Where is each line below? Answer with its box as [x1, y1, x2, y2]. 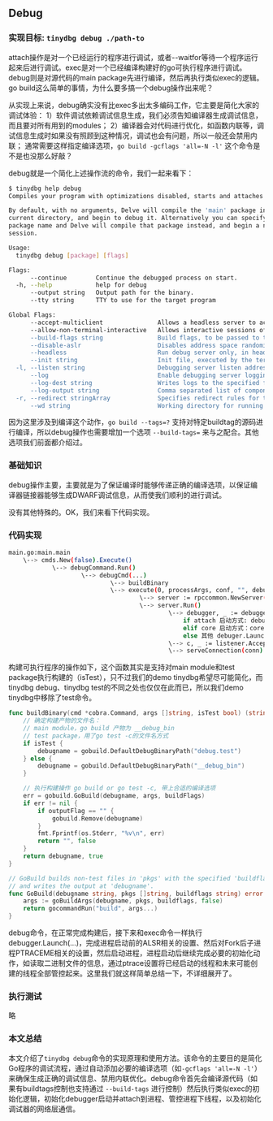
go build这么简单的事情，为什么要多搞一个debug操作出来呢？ [8, 83, 214, 93]
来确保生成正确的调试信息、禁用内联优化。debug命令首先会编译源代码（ [8, 1073, 251, 1083]
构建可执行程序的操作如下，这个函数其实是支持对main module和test [8, 662, 236, 673]
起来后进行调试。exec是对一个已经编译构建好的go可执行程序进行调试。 [8, 63, 247, 72]
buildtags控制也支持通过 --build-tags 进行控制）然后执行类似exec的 [22, 1084, 253, 1093]
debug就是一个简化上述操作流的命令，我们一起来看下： [8, 168, 194, 178]
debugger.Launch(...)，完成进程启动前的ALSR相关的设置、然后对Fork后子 [8, 938, 254, 948]
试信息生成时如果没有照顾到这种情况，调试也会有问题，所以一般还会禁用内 [8, 130, 258, 141]
